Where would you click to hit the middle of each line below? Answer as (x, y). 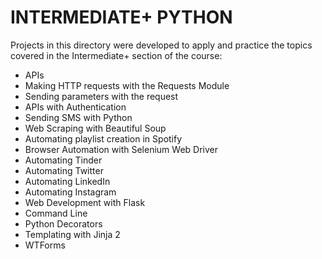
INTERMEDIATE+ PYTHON (121, 17)
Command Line (56, 213)
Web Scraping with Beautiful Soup (95, 128)
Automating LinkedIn (67, 181)
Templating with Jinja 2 (72, 234)
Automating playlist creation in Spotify (103, 138)
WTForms (45, 245)
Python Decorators (63, 223)
